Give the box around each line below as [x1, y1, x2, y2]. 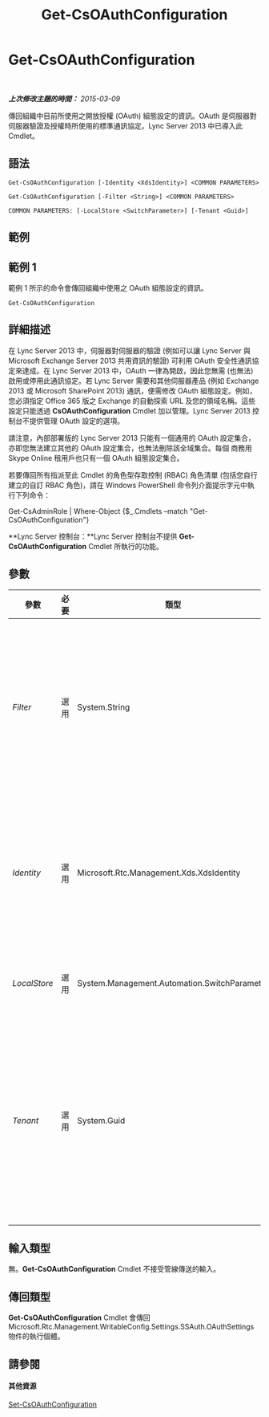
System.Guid [77, 1114, 126, 1126]
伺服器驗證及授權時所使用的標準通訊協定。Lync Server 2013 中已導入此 [8, 120, 243, 130]
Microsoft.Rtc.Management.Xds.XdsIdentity [77, 867, 241, 878]
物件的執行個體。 [8, 1331, 65, 1342]
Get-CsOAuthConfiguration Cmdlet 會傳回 [8, 1313, 151, 1322]
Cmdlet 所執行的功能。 [87, 541, 164, 551]
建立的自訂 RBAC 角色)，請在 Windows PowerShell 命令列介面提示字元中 [8, 480, 248, 490]
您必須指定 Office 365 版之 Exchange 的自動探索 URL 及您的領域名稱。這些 [8, 396, 256, 405]
